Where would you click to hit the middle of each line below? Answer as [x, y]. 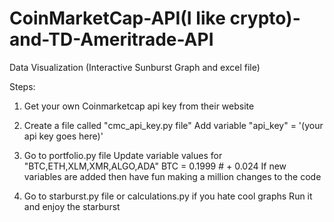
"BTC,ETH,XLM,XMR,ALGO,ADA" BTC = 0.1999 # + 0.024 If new [155, 166]
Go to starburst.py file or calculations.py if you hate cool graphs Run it [168, 196]
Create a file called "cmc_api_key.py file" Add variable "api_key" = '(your [173, 125]
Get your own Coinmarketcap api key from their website [139, 106]
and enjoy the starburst [72, 206]
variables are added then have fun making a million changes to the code [172, 176]
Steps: [22, 86]
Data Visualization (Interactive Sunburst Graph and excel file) [135, 67]
